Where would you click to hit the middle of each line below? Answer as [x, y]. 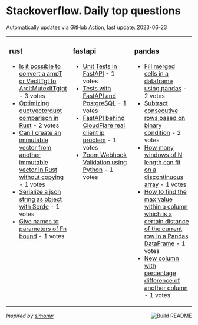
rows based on [165, 118]
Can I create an [40, 132]
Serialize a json [40, 191]
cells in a [156, 73]
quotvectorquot [41, 110]
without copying [41, 177]
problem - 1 [100, 140]
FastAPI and [99, 96]
